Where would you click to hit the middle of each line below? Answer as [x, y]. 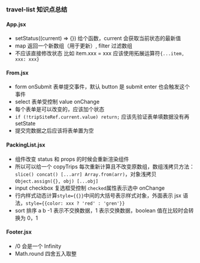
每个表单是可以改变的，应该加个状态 [60, 109]
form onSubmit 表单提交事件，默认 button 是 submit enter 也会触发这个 [102, 87]
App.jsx [16, 24]
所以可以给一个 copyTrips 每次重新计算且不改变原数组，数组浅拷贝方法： [104, 166]
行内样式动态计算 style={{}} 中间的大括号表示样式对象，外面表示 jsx [98, 195]
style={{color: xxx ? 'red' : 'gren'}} [75, 203]
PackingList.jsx [26, 145]
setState [25, 124]
